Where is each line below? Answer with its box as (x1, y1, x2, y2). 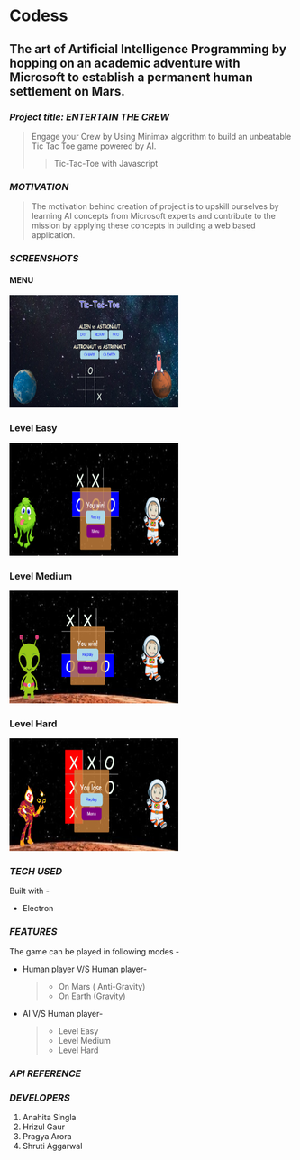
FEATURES (9, 926, 58, 938)
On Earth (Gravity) (58, 991, 126, 1001)
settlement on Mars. (9, 83, 126, 99)
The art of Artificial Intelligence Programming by (9, 41, 286, 57)
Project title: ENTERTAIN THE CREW (9, 110, 170, 123)
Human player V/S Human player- (22, 964, 147, 974)
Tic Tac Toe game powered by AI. (31, 141, 157, 151)
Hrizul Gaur (22, 1121, 66, 1132)
